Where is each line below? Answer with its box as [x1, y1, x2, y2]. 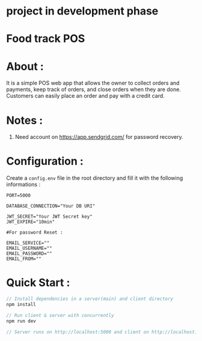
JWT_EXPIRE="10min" [6, 219, 55, 225]
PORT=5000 [6, 193, 31, 199]
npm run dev [6, 318, 36, 324]
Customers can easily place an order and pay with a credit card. [6, 92, 165, 100]
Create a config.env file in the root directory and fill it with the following [6, 174, 183, 182]
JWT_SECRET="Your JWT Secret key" [6, 214, 93, 220]
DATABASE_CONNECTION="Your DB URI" [6, 203, 96, 209]
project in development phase [6, 4, 159, 18]
